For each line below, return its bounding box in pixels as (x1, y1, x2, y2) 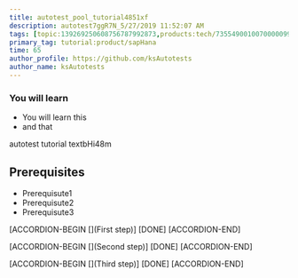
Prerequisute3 (21, 206, 74, 218)
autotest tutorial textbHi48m (9, 139, 113, 149)
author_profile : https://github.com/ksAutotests (9, 54, 192, 63)
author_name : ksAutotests (9, 63, 105, 72)
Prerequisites (9, 164, 85, 179)
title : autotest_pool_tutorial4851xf (9, 12, 149, 22)
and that (21, 122, 53, 132)
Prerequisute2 (21, 197, 74, 208)
